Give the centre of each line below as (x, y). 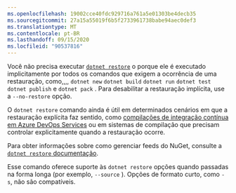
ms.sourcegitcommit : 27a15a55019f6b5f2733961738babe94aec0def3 (102, 20)
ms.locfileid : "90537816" (45, 46)
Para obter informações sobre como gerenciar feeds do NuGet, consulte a (115, 146)
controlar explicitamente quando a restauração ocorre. (86, 132)
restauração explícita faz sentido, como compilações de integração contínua (118, 117)
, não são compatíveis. (43, 182)
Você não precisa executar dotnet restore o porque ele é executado (106, 66)
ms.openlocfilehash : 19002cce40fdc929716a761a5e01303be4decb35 (102, 14)
